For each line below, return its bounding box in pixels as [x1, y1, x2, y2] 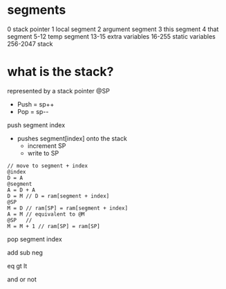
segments [7, 2, 66, 18]
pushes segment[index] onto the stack [17, 134, 128, 142]
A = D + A [7, 186, 36, 194]
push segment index [7, 120, 66, 129]
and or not [7, 275, 37, 283]
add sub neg [7, 248, 44, 257]
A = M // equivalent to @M [7, 210, 85, 218]
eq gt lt [7, 261, 28, 270]
